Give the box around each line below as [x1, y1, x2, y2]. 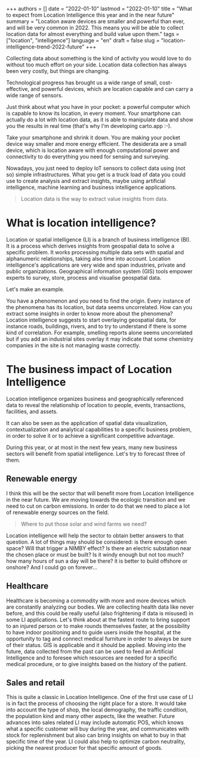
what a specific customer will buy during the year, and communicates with [6, 725, 189, 732]
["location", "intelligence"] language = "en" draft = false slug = [6, 37, 160, 44]
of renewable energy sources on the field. [6, 508, 109, 516]
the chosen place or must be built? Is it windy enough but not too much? [6, 551, 184, 558]
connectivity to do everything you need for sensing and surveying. [6, 153, 170, 160]
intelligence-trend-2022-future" [6, 43, 85, 50]
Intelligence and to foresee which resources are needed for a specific [6, 654, 177, 661]
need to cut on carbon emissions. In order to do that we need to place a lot [6, 502, 190, 509]
